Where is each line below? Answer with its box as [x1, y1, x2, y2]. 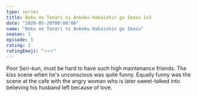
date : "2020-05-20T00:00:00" [6, 20, 79, 26]
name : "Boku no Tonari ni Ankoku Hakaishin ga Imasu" [6, 25, 144, 32]
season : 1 [6, 31, 31, 37]
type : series [6, 8, 39, 15]
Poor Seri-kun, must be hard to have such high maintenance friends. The [6, 64, 187, 72]
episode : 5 [6, 37, 34, 43]
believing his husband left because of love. [6, 84, 112, 91]
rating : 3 [6, 43, 31, 49]
